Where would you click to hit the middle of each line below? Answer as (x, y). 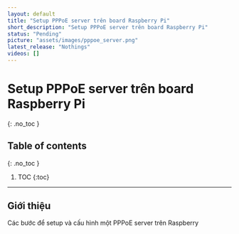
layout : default (31, 14)
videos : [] (23, 54)
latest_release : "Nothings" (49, 47)
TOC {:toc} (33, 177)
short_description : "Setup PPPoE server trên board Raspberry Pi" (108, 27)
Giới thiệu (29, 206)
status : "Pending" (34, 34)
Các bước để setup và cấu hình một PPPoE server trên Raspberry (103, 223)
